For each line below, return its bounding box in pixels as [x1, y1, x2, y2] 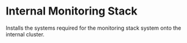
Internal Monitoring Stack [5, 4, 138, 18]
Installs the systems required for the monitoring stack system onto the [5, 24, 182, 31]
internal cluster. [5, 30, 45, 38]
